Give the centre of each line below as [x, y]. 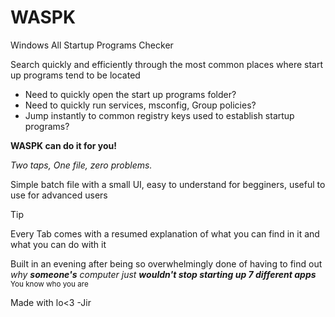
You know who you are [49, 284]
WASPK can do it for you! [63, 145]
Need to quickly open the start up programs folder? [130, 94]
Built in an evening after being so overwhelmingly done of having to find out [166, 263]
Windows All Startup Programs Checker [92, 45]
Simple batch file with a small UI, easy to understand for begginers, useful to [168, 184]
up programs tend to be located [75, 75]
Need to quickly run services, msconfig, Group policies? [140, 105]
